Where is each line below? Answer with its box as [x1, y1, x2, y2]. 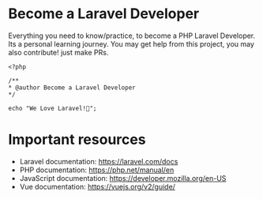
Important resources [8, 131, 146, 148]
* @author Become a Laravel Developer [8, 84, 136, 92]
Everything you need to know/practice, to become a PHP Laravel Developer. [8, 31, 256, 40]
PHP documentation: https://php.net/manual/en [19, 165, 175, 175]
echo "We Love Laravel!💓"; [8, 104, 97, 112]
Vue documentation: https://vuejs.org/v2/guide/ [19, 182, 176, 191]
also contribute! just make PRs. [8, 47, 109, 57]
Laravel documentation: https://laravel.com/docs [19, 156, 178, 166]
